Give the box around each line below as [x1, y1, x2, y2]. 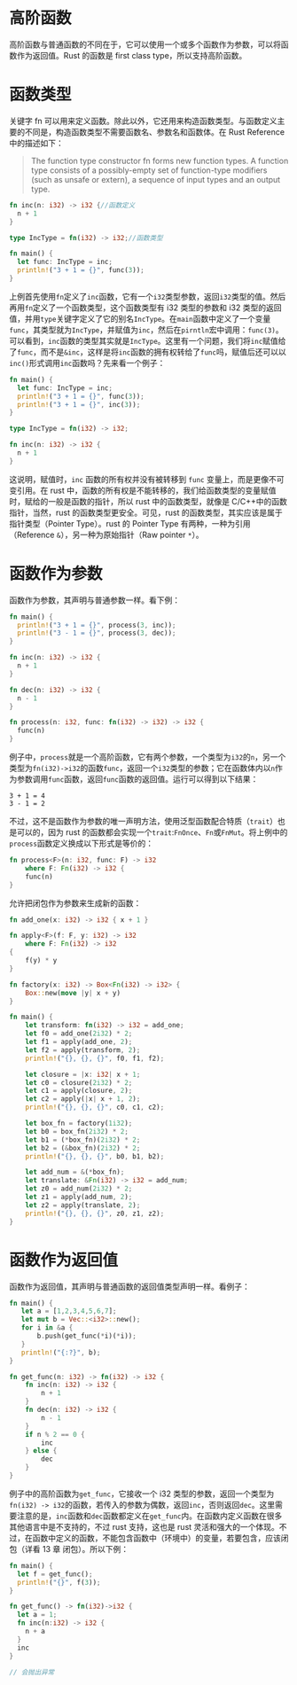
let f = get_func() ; [17, 1570, 93, 1579]
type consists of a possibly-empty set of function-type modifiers [30, 165, 268, 176]
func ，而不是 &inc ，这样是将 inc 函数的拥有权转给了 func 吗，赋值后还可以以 [17, 347, 286, 357]
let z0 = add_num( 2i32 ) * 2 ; [25, 1184, 133, 1193]
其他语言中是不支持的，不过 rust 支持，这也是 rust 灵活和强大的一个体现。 [9, 1521, 279, 1532]
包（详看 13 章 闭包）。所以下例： [9, 1543, 129, 1554]
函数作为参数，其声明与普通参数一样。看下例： [9, 595, 180, 605]
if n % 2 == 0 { [25, 1430, 86, 1439]
